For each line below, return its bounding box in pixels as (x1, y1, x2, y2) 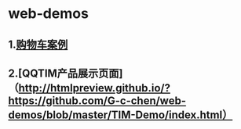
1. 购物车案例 (8, 38, 68, 51)
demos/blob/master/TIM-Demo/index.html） (8, 108, 233, 121)
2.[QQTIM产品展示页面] (8, 66, 123, 80)
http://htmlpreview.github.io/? (18, 81, 171, 95)
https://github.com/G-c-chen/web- (8, 94, 187, 107)
